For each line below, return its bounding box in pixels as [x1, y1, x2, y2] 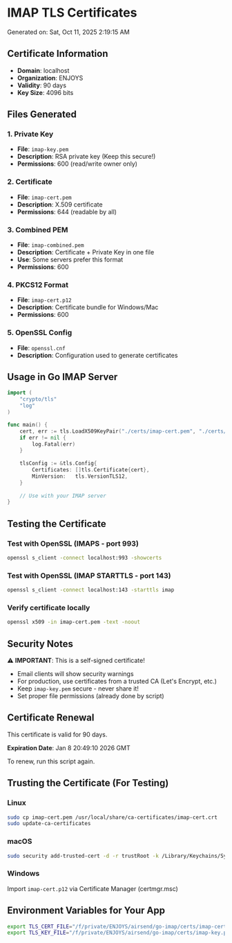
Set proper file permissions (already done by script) [17, 692, 164, 700]
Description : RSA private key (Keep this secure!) [17, 153, 156, 161]
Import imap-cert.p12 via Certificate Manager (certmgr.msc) [7, 884, 178, 892]
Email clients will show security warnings [17, 670, 134, 678]
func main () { [7, 421, 48, 428]
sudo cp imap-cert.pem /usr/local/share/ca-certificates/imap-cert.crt [7, 813, 217, 821]
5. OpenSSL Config [7, 328, 72, 338]
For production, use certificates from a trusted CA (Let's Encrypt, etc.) [17, 677, 217, 686]
